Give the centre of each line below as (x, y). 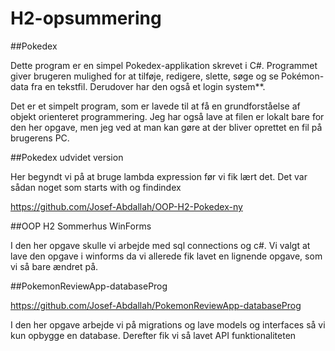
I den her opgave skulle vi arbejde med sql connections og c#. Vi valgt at (160, 245)
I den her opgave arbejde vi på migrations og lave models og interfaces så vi (168, 324)
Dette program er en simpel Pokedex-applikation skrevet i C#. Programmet (164, 65)
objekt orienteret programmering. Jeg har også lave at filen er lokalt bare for (167, 116)
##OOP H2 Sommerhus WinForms (81, 226)
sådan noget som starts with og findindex (96, 187)
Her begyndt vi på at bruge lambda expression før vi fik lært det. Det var (159, 176)
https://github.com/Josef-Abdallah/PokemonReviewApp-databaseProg (156, 305)
